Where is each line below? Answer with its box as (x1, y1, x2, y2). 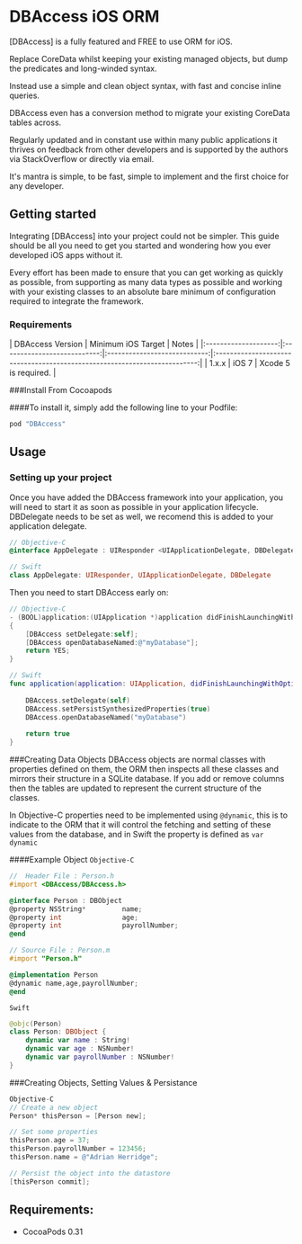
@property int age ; (9, 913, 139, 922)
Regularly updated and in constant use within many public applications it (9, 134, 278, 145)
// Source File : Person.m (9, 946, 111, 955)
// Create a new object (9, 1103, 99, 1112)
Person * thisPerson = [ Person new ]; (9, 1111, 147, 1121)
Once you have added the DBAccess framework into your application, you (9, 492, 284, 503)
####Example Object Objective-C (9, 855, 135, 865)
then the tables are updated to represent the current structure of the (9, 783, 262, 793)
